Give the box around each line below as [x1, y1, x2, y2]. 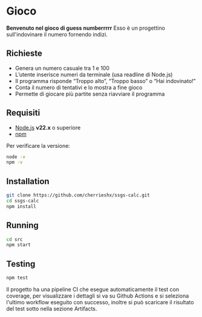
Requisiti [6, 108, 41, 118]
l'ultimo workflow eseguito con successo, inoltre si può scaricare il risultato [6, 299, 194, 305]
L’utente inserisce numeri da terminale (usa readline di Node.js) [15, 71, 173, 78]
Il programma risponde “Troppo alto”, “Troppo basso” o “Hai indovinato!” [15, 77, 196, 84]
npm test [6, 275, 28, 281]
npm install [6, 203, 36, 210]
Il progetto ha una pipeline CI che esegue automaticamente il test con [6, 286, 180, 293]
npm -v [6, 159, 23, 165]
